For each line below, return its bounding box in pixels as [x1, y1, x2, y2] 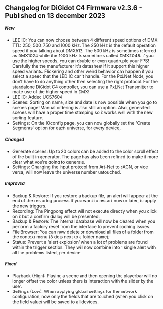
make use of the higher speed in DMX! [12, 89, 90, 95]
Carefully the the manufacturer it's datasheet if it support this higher [12, 63, 150, 69]
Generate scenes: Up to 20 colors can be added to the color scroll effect [12, 148, 159, 155]
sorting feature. [12, 115, 43, 121]
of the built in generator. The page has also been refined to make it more [12, 154, 158, 160]
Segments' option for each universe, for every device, [12, 125, 121, 131]
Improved [5, 180, 25, 186]
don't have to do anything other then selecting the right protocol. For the [12, 79, 158, 85]
